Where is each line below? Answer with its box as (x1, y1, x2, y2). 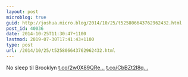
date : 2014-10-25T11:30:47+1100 (6, 31, 86, 37)
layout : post (6, 8, 39, 15)
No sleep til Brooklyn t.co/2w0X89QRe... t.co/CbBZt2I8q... (6, 64, 149, 71)
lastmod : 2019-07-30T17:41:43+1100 (6, 36, 95, 42)
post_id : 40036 (6, 25, 44, 32)
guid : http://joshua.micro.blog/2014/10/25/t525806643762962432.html (6, 20, 183, 26)
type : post (6, 42, 33, 48)
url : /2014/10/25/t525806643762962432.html (6, 48, 116, 54)
